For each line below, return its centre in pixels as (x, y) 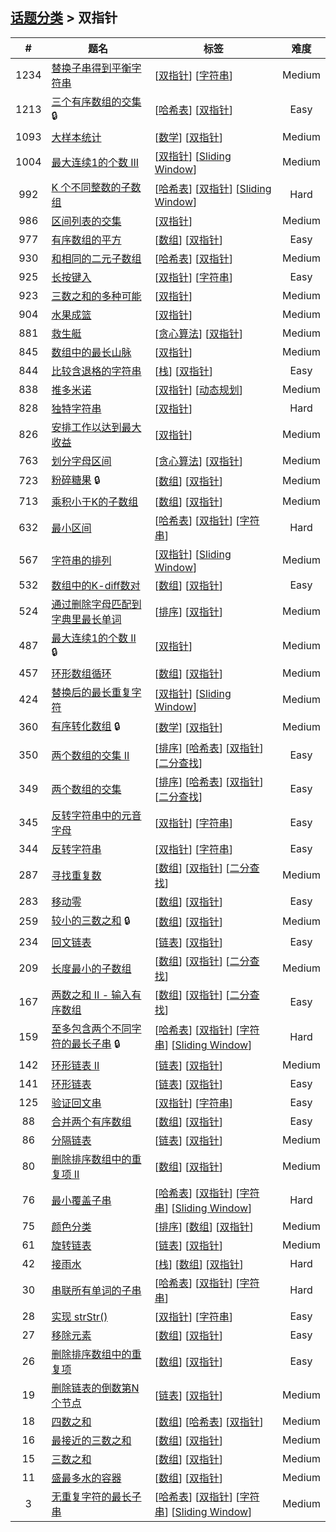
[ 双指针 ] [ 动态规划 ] (199, 390)
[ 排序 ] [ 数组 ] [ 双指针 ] (204, 1226)
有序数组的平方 (86, 240)
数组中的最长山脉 (91, 352)
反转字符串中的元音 (96, 815)
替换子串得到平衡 (91, 68)
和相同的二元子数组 (96, 258)
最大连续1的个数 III (95, 162)
